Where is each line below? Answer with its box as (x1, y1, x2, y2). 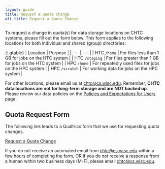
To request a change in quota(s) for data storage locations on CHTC (5, 30, 143, 36)
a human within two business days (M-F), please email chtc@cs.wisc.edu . (5, 158, 156, 164)
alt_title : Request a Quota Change (5, 16, 78, 21)
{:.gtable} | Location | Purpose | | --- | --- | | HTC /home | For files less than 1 (5, 50, 159, 56)
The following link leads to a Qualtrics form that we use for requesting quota (5, 124, 160, 130)
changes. (5, 129, 24, 135)
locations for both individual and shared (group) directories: (5, 40, 126, 46)
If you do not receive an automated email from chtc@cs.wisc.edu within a (5, 148, 154, 154)
